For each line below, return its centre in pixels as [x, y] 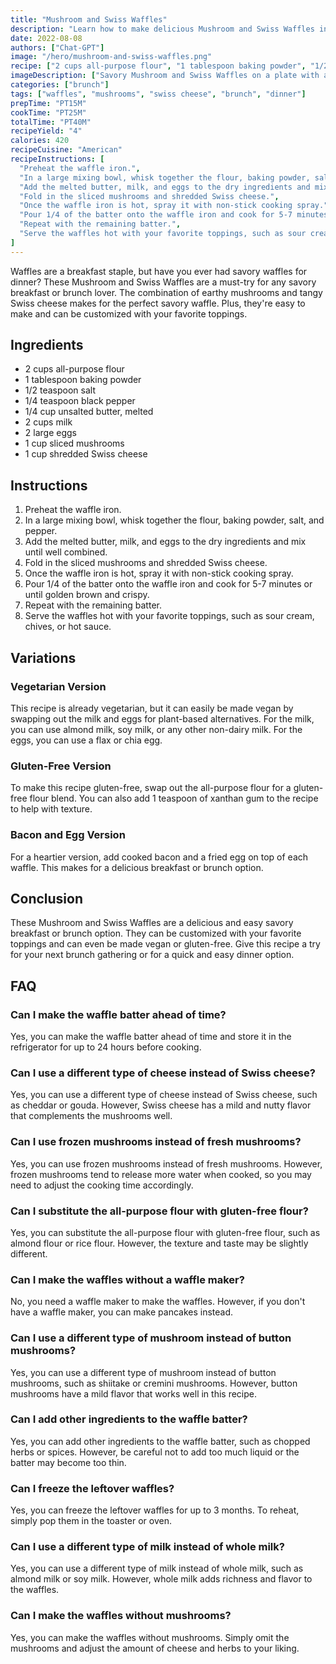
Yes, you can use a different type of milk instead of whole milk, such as [157, 1568]
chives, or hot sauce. [68, 627]
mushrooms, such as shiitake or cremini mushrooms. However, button [154, 1383]
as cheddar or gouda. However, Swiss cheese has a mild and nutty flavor [161, 1105]
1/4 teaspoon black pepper [80, 401]
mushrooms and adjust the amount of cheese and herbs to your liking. [155, 1648]
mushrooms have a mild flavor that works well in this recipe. [133, 1393]
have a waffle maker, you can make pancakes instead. [122, 1312]
